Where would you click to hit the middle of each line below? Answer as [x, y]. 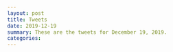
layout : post [26, 13]
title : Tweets [27, 20]
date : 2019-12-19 [32, 26]
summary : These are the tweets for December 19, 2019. [87, 32]
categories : [24, 38]
